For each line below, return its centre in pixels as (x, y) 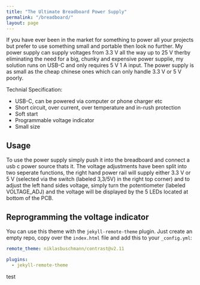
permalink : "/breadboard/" (40, 17)
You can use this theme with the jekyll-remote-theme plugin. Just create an (99, 231)
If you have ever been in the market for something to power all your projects (100, 40)
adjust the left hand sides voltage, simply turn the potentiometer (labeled (96, 186)
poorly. (15, 78)
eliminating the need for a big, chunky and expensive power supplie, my (95, 59)
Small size (28, 127)
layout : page (22, 23)
